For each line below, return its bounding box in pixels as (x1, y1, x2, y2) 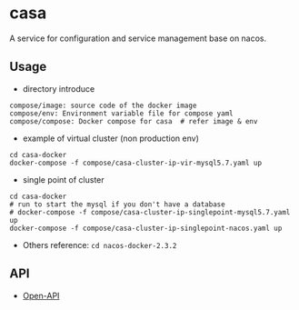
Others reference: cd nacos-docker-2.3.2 (22, 239, 177, 250)
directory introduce (22, 83, 95, 94)
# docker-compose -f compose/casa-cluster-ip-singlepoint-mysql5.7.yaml (9, 207, 291, 216)
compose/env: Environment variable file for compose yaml (9, 108, 234, 118)
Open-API (22, 290, 60, 301)
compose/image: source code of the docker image (9, 101, 197, 110)
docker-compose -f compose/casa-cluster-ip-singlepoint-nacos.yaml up (9, 224, 283, 233)
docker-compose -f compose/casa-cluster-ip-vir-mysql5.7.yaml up (9, 158, 262, 167)
